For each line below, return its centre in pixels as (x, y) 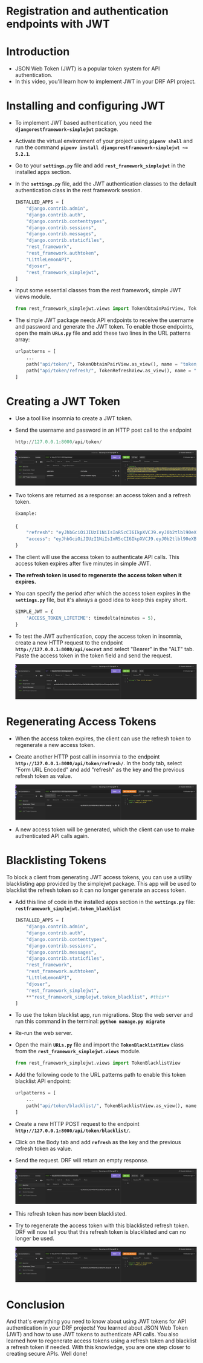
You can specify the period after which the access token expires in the (103, 594)
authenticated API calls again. (52, 836)
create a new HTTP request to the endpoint (69, 642)
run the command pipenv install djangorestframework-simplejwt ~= (101, 147)
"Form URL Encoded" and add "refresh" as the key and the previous (100, 769)
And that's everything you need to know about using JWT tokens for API (96, 1321)
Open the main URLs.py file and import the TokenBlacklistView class (99, 1045)
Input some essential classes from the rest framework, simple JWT (98, 290)
